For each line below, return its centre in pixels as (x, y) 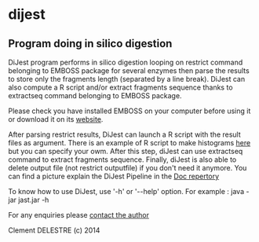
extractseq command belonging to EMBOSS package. (95, 95)
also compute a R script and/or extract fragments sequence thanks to (120, 87)
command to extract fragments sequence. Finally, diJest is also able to (122, 159)
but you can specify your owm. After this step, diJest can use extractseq (126, 151)
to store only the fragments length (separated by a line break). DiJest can (127, 79)
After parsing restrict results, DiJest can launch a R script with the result (124, 134)
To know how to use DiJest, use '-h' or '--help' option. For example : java (126, 191)
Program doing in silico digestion (90, 44)
